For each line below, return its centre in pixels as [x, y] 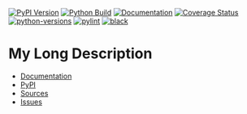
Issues [31, 102]
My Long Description [80, 54]
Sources [34, 93]
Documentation [46, 76]
